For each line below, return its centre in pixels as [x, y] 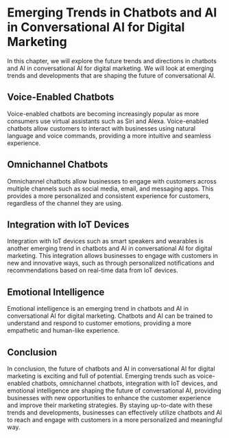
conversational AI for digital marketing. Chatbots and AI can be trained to [110, 316]
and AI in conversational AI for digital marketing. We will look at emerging [110, 68]
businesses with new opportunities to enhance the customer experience [109, 398]
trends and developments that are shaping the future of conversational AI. [111, 75]
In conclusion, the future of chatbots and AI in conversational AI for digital [111, 369]
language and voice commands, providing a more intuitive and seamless [109, 135]
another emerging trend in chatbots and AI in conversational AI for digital [110, 248]
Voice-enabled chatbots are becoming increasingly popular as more [103, 113]
